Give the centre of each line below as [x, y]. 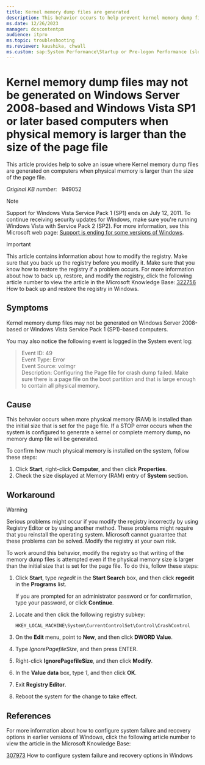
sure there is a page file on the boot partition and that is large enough [109, 379]
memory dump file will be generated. [52, 439]
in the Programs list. [41, 584]
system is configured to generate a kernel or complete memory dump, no [98, 432]
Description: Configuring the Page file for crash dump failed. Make [105, 372]
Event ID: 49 [37, 353]
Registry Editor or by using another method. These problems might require [100, 528]
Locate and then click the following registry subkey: [80, 615]
